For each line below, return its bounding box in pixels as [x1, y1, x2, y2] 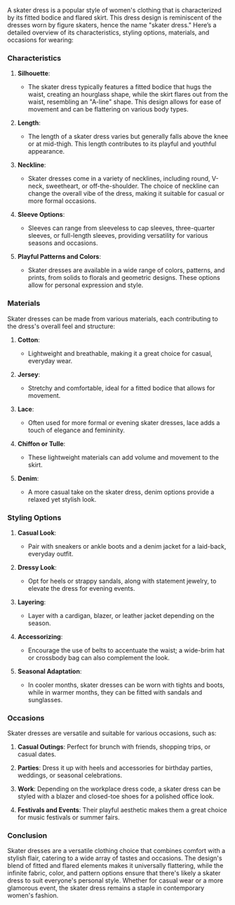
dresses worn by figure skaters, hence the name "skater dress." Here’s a [7, 21, 217, 29]
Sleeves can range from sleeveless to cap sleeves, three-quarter [27, 224, 215, 232]
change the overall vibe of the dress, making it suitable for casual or [27, 189, 224, 198]
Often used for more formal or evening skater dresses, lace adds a [27, 418, 220, 427]
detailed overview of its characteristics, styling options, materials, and [7, 28, 210, 36]
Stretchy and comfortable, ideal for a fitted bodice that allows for [27, 384, 215, 392]
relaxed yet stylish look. [27, 495, 97, 504]
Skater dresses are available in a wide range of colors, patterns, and [27, 266, 225, 274]
